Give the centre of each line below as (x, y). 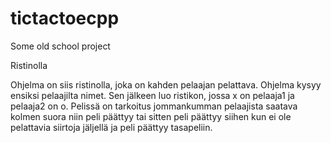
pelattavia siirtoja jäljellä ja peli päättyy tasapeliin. (111, 127)
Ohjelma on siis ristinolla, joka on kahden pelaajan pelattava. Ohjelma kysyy (166, 84)
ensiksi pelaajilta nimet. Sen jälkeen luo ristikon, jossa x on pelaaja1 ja (152, 95)
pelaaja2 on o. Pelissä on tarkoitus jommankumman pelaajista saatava (154, 106)
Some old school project (60, 46)
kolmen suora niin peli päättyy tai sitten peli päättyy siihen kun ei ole (151, 116)
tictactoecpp (65, 18)
